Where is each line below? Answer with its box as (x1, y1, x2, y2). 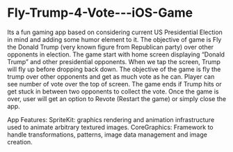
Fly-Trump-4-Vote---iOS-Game (7, 5, 193, 21)
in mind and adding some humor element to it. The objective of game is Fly (7, 35, 222, 43)
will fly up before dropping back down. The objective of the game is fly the (7, 65, 221, 73)
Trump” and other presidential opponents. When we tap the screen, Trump (7, 57, 221, 66)
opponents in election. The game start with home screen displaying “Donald (7, 50, 225, 59)
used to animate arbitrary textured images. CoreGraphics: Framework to (7, 123, 214, 131)
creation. (7, 137, 33, 146)
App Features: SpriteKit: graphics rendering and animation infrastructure (7, 115, 215, 123)
